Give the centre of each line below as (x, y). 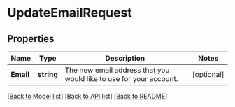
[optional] (208, 74)
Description (125, 58)
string (48, 74)
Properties (31, 39)
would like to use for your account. (121, 79)
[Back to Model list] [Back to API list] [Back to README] (87, 96)
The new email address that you (117, 70)
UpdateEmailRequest (70, 13)
